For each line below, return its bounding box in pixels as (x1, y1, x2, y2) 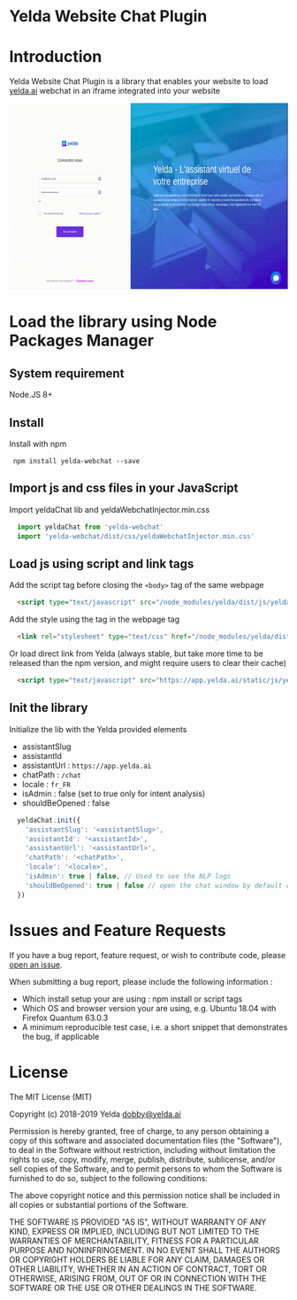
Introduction (9, 47, 103, 67)
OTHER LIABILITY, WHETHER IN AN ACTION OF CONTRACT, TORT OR (9, 1264, 267, 1274)
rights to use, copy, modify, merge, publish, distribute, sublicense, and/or (9, 1154, 276, 1165)
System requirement (9, 366, 125, 381)
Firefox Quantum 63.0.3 (21, 1012, 109, 1023)
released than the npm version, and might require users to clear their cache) (9, 658, 287, 669)
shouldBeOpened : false (21, 797, 110, 808)
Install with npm (9, 438, 67, 449)
